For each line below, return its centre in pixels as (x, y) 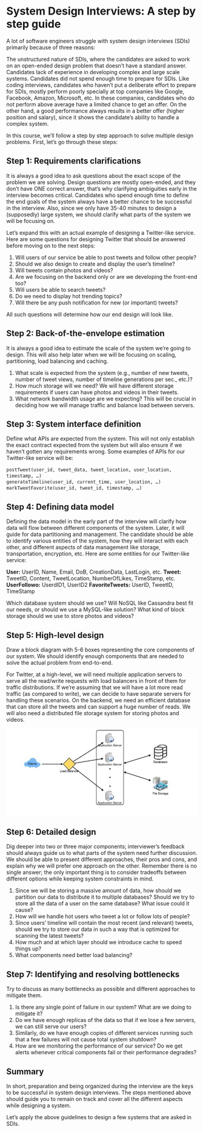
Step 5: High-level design (55, 635)
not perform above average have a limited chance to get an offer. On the (96, 104)
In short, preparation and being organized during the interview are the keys (100, 1086)
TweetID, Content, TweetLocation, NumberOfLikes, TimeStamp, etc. (91, 578)
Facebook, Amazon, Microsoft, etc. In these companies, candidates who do (101, 98)
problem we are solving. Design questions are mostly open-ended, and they (101, 182)
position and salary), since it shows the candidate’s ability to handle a (93, 117)
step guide (34, 24)
